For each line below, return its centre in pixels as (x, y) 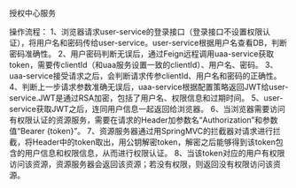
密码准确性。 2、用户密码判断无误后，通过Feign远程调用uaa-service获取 (142, 54)
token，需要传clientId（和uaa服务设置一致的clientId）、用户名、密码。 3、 (144, 65)
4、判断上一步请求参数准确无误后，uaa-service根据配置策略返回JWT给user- (149, 87)
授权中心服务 (32, 13)
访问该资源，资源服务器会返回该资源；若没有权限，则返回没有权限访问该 (141, 164)
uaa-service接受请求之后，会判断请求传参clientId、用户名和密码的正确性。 (145, 76)
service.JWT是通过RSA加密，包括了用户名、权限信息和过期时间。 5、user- (146, 98)
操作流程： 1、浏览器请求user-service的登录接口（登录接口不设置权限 (136, 32)
